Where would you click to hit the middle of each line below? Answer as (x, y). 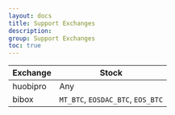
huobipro (29, 87)
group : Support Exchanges (52, 38)
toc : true (25, 46)
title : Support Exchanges (52, 23)
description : (30, 31)
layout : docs (30, 16)
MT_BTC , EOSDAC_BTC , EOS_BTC (111, 100)
